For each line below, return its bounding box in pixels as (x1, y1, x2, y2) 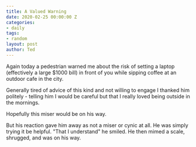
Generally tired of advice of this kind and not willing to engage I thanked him (6, 86, 190, 94)
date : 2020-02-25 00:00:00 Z (6, 14, 77, 20)
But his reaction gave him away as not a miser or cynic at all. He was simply (6, 121, 188, 129)
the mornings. (6, 99, 40, 106)
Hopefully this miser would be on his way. (6, 110, 107, 117)
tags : (6, 30, 19, 36)
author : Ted (6, 47, 35, 53)
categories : (6, 19, 35, 25)
